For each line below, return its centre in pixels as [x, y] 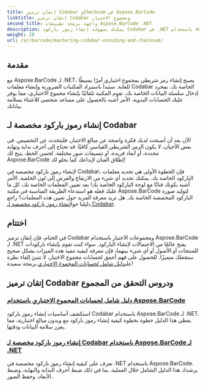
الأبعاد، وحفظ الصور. [30, 376]
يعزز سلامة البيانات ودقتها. [36, 327]
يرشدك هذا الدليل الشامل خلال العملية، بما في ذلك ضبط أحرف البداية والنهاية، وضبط [102, 370]
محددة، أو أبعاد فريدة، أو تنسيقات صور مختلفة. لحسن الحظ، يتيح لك [83, 153]
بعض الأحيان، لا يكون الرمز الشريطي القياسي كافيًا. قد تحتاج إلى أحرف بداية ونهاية [99, 146]
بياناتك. [15, 106]
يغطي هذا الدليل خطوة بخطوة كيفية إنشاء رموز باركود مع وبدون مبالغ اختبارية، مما [99, 320]
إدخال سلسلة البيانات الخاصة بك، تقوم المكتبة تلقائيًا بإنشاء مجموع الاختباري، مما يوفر [103, 93]
